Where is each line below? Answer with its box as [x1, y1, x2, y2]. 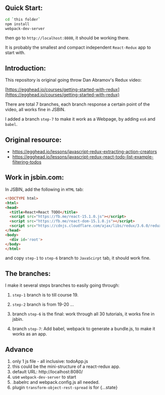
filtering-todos [12, 159, 42, 165]
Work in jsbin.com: [5, 173, 64, 182]
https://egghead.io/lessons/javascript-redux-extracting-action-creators [12, 149, 157, 154]
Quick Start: [5, 4, 43, 12]
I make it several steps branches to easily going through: [5, 282, 119, 288]
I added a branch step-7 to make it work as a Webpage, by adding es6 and [5, 116, 156, 122]
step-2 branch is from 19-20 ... [12, 302, 75, 307]
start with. [5, 50, 26, 56]
